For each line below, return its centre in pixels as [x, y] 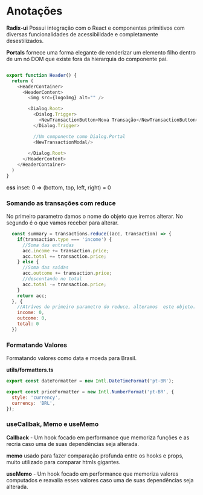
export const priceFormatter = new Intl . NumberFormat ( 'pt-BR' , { [90, 392]
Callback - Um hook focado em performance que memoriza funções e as [98, 438]
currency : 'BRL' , [34, 403]
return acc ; [32, 296]
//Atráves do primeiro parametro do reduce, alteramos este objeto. [107, 307]
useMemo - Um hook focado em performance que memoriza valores [92, 474]
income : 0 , [31, 313]
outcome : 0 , [32, 318]
